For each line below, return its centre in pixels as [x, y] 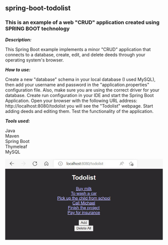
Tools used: [17, 121]
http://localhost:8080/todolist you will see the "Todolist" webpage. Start [79, 106]
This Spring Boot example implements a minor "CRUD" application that [78, 49]
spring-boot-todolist [38, 8]
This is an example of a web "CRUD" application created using [82, 22]
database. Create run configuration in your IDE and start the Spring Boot [79, 95]
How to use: [18, 69]
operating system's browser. [34, 60]
